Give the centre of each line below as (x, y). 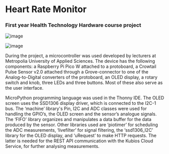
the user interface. (24, 88)
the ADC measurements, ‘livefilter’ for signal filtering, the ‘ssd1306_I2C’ (79, 130)
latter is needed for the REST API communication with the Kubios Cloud (79, 141)
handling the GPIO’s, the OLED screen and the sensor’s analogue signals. (81, 114)
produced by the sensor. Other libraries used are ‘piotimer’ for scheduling (81, 125)
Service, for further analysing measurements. (52, 146)
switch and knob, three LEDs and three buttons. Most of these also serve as (84, 83)
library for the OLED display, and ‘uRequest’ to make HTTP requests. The (81, 136)
